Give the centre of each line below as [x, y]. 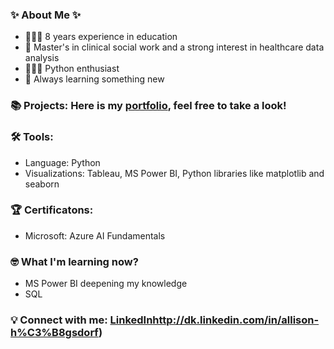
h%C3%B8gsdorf [54, 333]
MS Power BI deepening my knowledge [106, 284]
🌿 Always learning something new [94, 79]
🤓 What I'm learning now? [74, 261]
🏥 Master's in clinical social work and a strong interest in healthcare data [174, 47]
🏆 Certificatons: [52, 210]
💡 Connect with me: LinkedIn [81, 320]
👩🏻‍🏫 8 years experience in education [101, 37]
